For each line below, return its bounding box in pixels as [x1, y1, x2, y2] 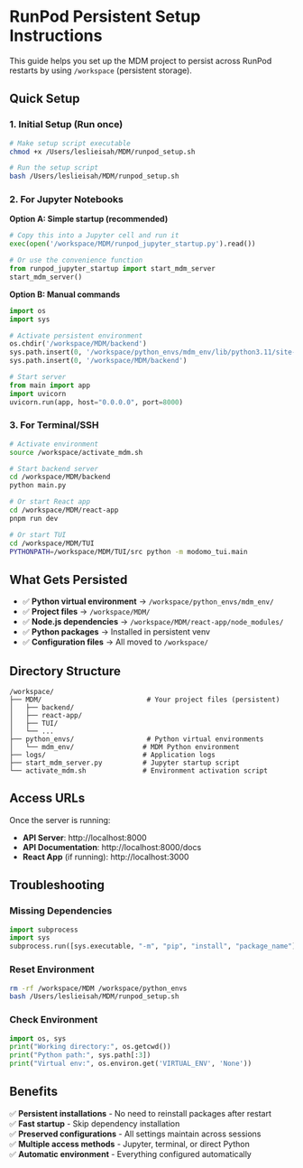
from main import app [9, 381, 91, 390]
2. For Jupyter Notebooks [9, 193, 124, 206]
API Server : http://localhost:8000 [22, 832, 147, 843]
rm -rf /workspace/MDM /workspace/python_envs [9, 984, 188, 993]
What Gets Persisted [9, 571, 128, 588]
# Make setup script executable [9, 138, 131, 148]
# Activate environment [9, 440, 99, 449]
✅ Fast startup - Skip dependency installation [9, 1117, 180, 1129]
